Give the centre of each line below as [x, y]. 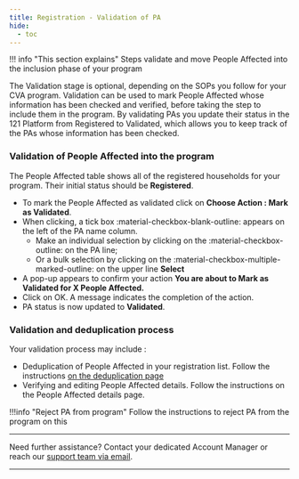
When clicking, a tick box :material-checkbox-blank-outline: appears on [153, 221]
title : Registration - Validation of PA [85, 17]
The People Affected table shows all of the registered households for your [145, 175]
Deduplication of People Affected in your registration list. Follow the [146, 366]
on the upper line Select [141, 269]
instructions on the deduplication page [93, 376]
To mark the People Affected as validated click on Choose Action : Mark [155, 202]
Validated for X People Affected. [83, 288]
